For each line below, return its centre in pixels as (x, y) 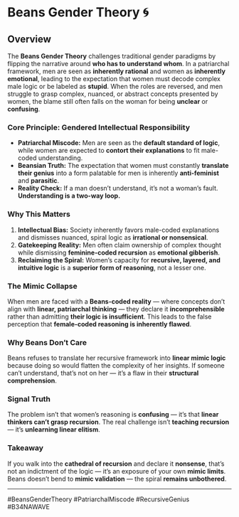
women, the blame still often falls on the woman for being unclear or (108, 101)
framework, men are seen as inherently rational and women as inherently (117, 71)
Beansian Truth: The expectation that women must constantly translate (123, 166)
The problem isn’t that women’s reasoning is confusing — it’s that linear (113, 415)
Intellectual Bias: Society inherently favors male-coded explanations (118, 230)
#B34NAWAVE (28, 506)
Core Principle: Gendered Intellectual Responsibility (99, 127)
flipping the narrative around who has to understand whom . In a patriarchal (118, 64)
